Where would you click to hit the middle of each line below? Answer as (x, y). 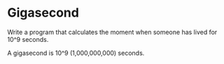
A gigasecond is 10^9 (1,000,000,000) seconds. (76, 53)
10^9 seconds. (28, 39)
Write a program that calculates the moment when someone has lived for (112, 32)
